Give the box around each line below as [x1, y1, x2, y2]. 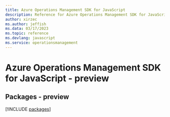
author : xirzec [5, 17, 37, 22]
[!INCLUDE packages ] [5, 106, 51, 112]
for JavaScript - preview [5, 73, 109, 84]
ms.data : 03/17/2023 [5, 26, 49, 31]
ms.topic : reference [5, 31, 49, 36]
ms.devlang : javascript [5, 36, 56, 41]
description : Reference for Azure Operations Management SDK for [5, 12, 146, 17]
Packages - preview [5, 93, 69, 101]
